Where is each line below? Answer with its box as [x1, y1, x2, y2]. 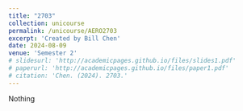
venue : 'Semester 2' [8, 49, 78, 57]
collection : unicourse [8, 19, 85, 27]
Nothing [8, 93, 36, 103]
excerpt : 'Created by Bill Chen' [8, 34, 121, 43]
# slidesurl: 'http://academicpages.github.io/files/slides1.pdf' [8, 57, 237, 65]
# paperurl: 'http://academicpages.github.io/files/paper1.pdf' [8, 64, 229, 72]
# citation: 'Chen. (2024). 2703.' [8, 72, 128, 80]
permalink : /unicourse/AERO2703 [8, 27, 117, 35]
